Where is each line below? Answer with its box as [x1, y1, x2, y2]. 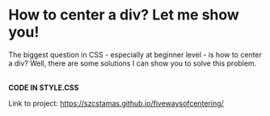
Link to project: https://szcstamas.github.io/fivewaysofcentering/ [8, 98, 224, 108]
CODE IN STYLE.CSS [8, 83, 79, 92]
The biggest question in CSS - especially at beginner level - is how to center [8, 49, 263, 59]
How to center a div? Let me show [8, 6, 240, 24]
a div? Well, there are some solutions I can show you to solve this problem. [8, 58, 257, 68]
